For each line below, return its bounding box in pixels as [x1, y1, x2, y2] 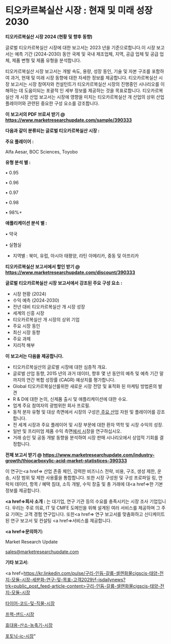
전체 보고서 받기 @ [5, 452, 42, 458]
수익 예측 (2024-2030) [12, 297, 60, 303]
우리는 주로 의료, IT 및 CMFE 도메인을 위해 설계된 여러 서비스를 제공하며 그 [12, 504, 161, 511]
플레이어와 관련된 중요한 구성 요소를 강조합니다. [5, 100, 100, 106]
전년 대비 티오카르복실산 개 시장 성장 [12, 303, 85, 309]
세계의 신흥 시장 [12, 310, 44, 316]
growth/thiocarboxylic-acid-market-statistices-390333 [5, 457, 127, 463]
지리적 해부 [12, 342, 35, 348]
